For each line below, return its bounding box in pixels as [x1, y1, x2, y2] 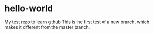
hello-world [4, 3, 53, 14]
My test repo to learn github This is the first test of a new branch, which [4, 19, 150, 25]
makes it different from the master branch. [4, 24, 90, 30]
